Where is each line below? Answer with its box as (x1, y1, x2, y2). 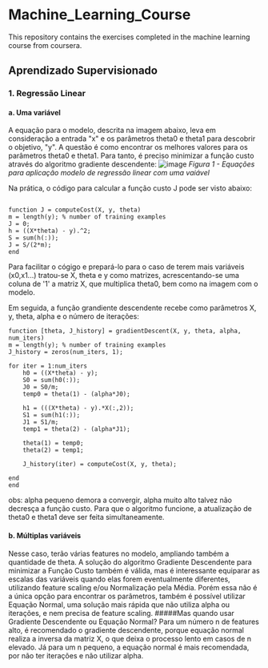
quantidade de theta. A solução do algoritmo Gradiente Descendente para (8, 557, 252, 566)
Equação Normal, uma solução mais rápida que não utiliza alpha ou (8, 599, 230, 610)
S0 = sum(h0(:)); (22, 376, 81, 384)
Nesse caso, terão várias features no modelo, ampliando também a (8, 549, 230, 558)
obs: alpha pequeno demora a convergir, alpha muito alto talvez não (8, 495, 232, 505)
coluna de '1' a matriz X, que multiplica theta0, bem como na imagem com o (8, 279, 258, 289)
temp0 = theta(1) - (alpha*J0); (22, 390, 130, 398)
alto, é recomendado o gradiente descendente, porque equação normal (8, 625, 244, 634)
